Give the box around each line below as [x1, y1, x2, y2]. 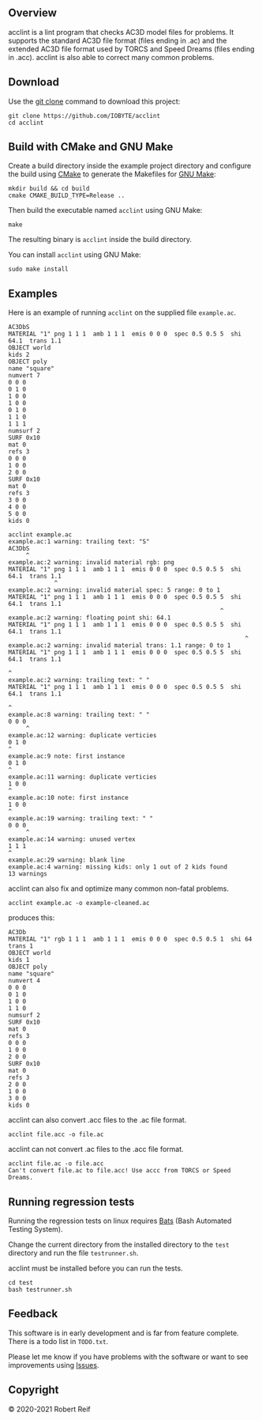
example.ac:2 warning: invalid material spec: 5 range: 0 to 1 [8, 586, 221, 594]
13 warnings [8, 870, 47, 878]
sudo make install [8, 265, 69, 274]
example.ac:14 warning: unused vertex [8, 835, 136, 843]
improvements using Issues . [8, 1360, 99, 1369]
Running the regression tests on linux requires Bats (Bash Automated [8, 1216, 232, 1225]
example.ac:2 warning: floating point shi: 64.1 [8, 614, 171, 622]
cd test [8, 1279, 34, 1287]
